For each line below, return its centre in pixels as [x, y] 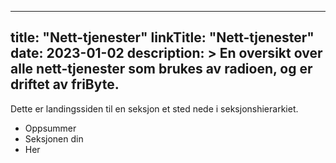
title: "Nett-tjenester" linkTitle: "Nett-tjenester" [162, 37]
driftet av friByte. [65, 84]
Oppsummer [50, 128]
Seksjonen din [54, 138]
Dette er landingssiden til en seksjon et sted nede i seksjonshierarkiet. [154, 108]
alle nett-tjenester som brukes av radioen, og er [161, 69]
